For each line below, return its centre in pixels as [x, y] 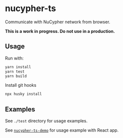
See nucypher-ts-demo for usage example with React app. [62, 130]
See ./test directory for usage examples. [46, 121]
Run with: [14, 58]
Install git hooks [21, 85]
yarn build [16, 76]
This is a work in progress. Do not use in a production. [60, 31]
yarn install [18, 67]
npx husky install [23, 94]
